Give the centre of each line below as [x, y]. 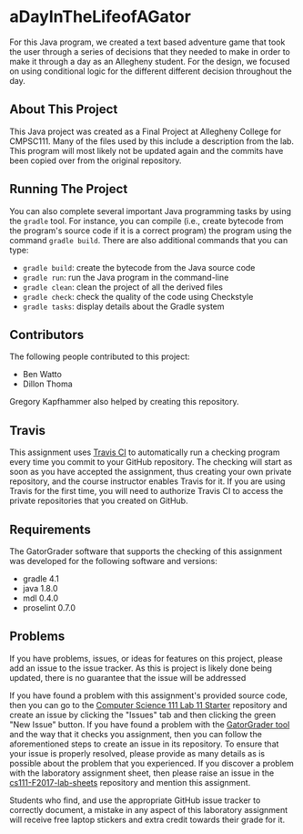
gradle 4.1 [40, 579]
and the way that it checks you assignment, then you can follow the [136, 734]
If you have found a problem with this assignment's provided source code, [149, 695]
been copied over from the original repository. [96, 160]
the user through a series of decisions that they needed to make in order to [150, 51]
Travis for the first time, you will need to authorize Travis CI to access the [146, 491]
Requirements [50, 529]
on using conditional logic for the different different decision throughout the [151, 71]
